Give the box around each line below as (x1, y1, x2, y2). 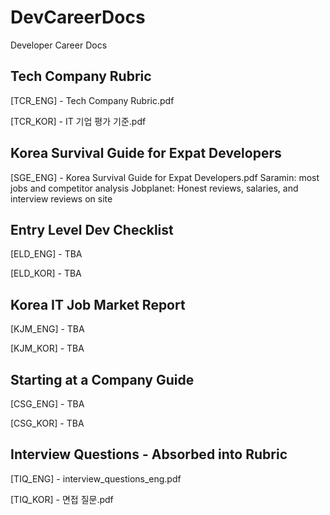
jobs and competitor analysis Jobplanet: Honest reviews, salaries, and (10, 182, 299, 194)
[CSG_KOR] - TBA (10, 417, 85, 429)
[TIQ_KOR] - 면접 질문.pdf (10, 493, 114, 505)
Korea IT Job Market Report (10, 296, 186, 313)
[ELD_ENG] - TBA (10, 248, 83, 260)
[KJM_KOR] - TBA (10, 342, 85, 355)
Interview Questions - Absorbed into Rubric (10, 446, 288, 463)
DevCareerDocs (10, 6, 146, 29)
